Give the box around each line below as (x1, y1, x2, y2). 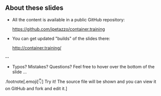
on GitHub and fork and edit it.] (5, 85, 67, 91)
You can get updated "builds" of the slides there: (12, 35, 111, 41)
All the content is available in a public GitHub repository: (12, 16, 125, 22)
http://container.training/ (12, 45, 62, 50)
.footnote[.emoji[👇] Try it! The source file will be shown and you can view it (5, 79, 156, 84)
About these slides (5, 4, 63, 12)
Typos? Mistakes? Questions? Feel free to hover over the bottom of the (12, 64, 155, 69)
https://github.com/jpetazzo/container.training (12, 26, 105, 32)
